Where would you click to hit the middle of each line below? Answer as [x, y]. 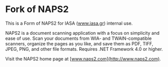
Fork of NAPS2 [37, 9]
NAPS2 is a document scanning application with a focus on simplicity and [82, 33]
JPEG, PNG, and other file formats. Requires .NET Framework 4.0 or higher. [84, 49]
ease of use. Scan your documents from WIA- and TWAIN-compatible [78, 38]
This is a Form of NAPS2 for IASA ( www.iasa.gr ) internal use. [69, 23]
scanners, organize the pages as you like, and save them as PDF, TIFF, [79, 43]
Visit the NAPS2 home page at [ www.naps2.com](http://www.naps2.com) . [83, 58]
